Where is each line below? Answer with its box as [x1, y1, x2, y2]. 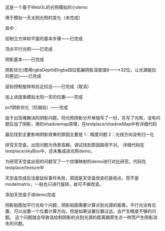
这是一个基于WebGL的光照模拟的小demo [5, 4, 88, 10]
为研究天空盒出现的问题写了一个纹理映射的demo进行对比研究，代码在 [5, 159, 146, 164]
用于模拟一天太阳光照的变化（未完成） [5, 15, 83, 21]
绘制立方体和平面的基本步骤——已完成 [5, 36, 83, 41]
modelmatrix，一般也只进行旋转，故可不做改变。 [5, 181, 104, 187]
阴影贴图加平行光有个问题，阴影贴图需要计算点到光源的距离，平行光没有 [5, 202, 152, 208]
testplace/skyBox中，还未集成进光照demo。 [5, 148, 95, 154]
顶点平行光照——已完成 [5, 46, 53, 52]
